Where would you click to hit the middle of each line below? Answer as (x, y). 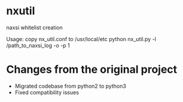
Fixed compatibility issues (47, 92)
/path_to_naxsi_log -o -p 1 (38, 45)
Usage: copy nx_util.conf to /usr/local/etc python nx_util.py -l (81, 39)
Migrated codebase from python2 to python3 (71, 86)
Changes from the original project (92, 69)
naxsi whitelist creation (34, 27)
